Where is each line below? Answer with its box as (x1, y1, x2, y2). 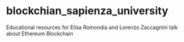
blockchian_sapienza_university (6, 4, 169, 18)
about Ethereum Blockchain (6, 30, 73, 37)
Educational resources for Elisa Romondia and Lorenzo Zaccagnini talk (6, 24, 178, 31)
